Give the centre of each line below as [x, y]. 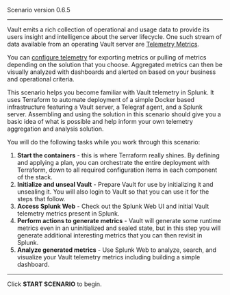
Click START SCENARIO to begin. [54, 284]
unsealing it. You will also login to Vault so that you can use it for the [113, 192]
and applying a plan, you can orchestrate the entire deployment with [113, 163]
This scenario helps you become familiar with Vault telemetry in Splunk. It [111, 92]
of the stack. [35, 177]
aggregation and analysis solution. [55, 129]
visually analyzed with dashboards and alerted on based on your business [112, 72]
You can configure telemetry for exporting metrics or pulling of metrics [107, 57]
